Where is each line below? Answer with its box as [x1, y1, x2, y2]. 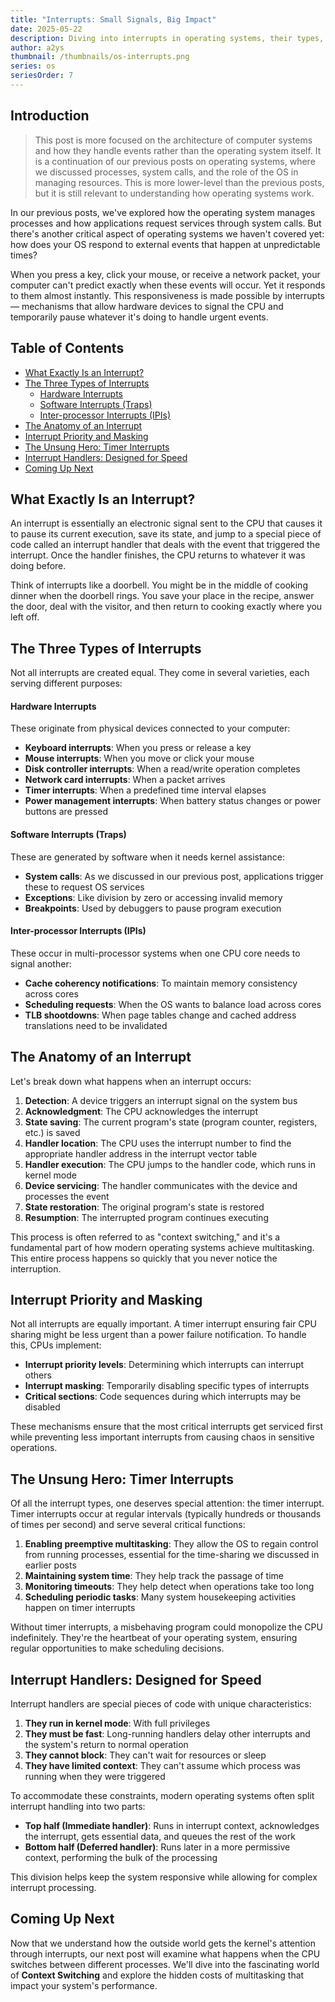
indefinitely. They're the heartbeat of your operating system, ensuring [10, 1632, 298, 1644]
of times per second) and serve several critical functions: [10, 1519, 246, 1531]
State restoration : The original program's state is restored [24, 1201, 265, 1213]
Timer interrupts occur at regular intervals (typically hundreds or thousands [10, 1508, 322, 1520]
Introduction [10, 107, 90, 125]
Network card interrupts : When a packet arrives [24, 774, 226, 786]
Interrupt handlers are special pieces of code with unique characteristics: [10, 1697, 312, 1710]
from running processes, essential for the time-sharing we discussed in [24, 1549, 320, 1561]
